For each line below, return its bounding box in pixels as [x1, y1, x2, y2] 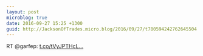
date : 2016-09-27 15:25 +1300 [6, 20, 83, 26]
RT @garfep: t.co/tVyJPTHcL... [6, 43, 84, 50]
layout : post [6, 9, 40, 15]
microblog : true [6, 15, 47, 21]
